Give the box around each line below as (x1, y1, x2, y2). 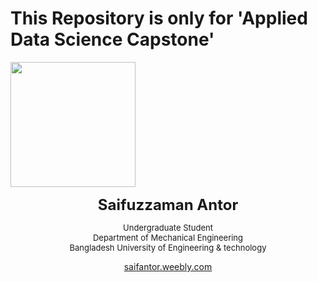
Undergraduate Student (123, 222, 213, 233)
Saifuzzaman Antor (97, 195, 239, 214)
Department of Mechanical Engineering (92, 232, 244, 243)
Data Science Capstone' (10, 28, 215, 51)
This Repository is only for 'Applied (10, 7, 308, 30)
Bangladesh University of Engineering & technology (69, 242, 267, 253)
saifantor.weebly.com (123, 260, 213, 272)
